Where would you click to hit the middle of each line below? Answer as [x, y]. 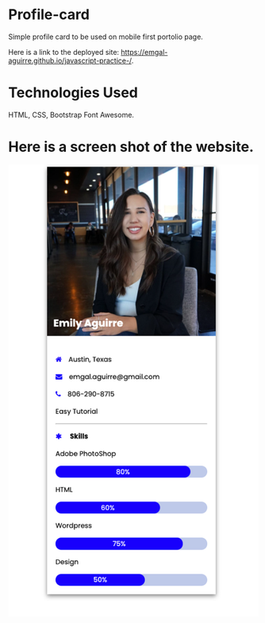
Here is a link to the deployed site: [64, 52]
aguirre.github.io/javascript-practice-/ [70, 60]
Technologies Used [73, 93]
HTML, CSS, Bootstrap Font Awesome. [71, 115]
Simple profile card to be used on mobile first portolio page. [106, 37]
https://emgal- [144, 52]
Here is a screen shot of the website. [131, 147]
